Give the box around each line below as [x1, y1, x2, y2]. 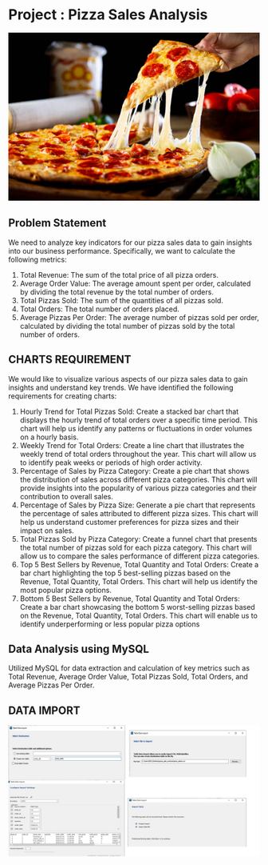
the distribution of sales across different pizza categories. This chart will [19, 475, 258, 484]
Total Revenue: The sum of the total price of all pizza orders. [19, 270, 219, 279]
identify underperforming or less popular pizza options [19, 619, 200, 629]
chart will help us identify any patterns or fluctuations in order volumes [19, 423, 253, 433]
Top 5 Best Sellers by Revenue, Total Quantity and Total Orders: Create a [19, 559, 259, 569]
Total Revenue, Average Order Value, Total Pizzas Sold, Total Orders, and [8, 672, 249, 682]
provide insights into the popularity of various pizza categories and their [19, 483, 257, 493]
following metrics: [8, 254, 67, 264]
